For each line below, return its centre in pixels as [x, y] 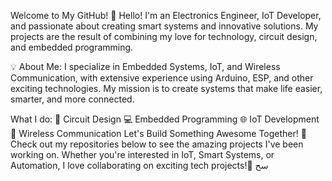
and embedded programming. [72, 47]
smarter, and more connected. [72, 99]
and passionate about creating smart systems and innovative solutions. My [164, 26]
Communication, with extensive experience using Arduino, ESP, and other [162, 78]
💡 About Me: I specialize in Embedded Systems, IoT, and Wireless [145, 66]
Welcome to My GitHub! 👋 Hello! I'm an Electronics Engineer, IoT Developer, [166, 15]
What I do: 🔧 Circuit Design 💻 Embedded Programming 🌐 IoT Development [165, 119]
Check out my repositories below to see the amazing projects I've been [157, 144]
